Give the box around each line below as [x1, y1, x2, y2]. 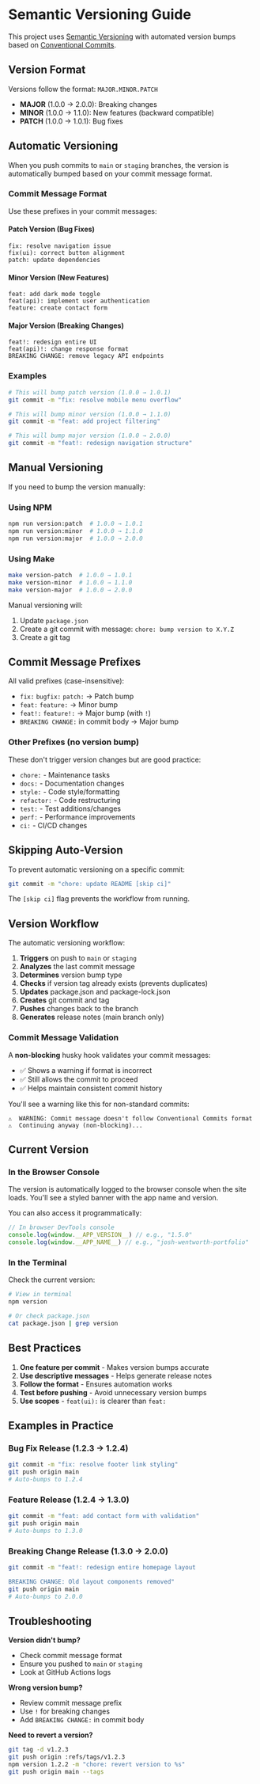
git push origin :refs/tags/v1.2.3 [8, 1753, 126, 1761]
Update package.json [19, 615, 89, 625]
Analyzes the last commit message [19, 962, 136, 972]
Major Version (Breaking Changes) [8, 321, 124, 330]
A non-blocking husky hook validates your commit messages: [8, 1050, 211, 1059]
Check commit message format [19, 1651, 122, 1660]
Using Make [8, 553, 55, 564]
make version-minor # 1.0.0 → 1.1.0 [8, 578, 133, 587]
